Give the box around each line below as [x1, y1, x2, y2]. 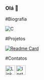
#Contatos [5, 55, 27, 61]
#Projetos [5, 35, 26, 42]
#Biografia [5, 16, 27, 22]
